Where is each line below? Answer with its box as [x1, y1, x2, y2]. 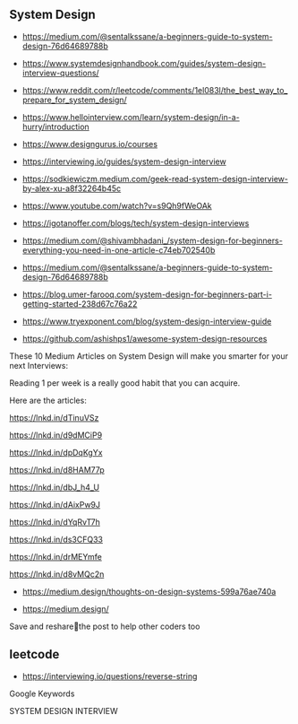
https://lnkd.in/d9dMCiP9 [9, 430, 103, 441]
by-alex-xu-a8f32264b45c [21, 183, 122, 194]
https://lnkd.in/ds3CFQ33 [9, 534, 103, 545]
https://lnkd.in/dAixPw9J [9, 499, 101, 510]
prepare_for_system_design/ [21, 94, 127, 105]
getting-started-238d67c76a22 [21, 298, 138, 309]
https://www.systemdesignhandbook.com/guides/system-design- [21, 57, 267, 68]
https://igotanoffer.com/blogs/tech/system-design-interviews [21, 217, 250, 228]
